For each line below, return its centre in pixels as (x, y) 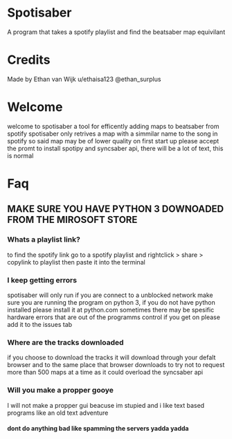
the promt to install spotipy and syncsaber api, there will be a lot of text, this (115, 148)
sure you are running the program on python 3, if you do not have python (111, 302)
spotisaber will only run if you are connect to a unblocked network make (110, 295)
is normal (20, 155)
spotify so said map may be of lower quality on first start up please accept (113, 141)
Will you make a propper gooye (61, 391)
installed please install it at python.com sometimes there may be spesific (111, 310)
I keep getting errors (42, 280)
